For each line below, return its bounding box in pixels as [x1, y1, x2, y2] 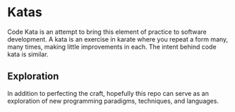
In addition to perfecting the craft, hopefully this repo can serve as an [7, 89, 210, 97]
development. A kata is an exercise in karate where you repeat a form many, [7, 35, 229, 43]
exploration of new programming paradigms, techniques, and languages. [7, 97, 219, 105]
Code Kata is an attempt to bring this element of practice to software [7, 27, 207, 36]
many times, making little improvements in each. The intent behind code [7, 42, 217, 51]
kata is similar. [7, 50, 49, 58]
